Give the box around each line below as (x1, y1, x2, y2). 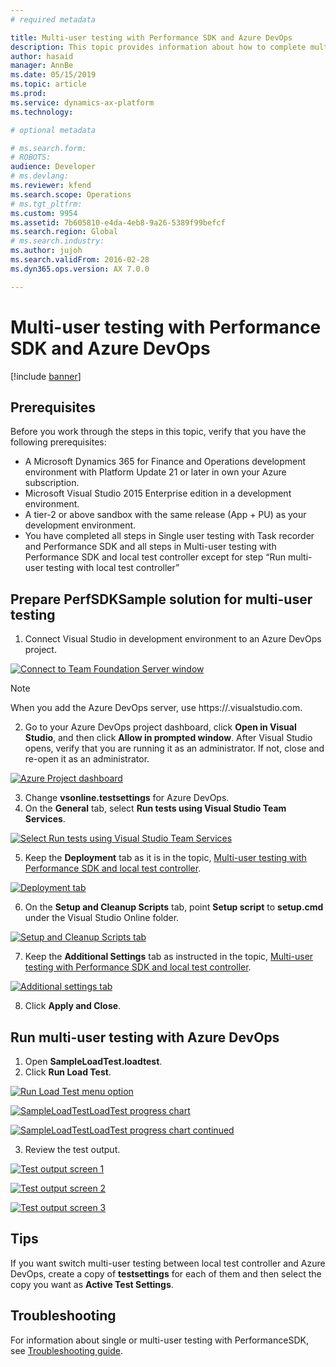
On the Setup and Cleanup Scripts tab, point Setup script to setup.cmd (24, 901, 324, 913)
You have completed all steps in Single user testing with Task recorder (24, 530, 315, 542)
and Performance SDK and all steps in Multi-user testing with (24, 541, 277, 553)
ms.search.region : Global (10, 227, 118, 237)
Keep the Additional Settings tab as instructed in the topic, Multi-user (24, 951, 314, 963)
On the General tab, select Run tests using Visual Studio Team (24, 802, 287, 815)
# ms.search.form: (10, 143, 87, 153)
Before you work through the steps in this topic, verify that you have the (10, 426, 307, 438)
